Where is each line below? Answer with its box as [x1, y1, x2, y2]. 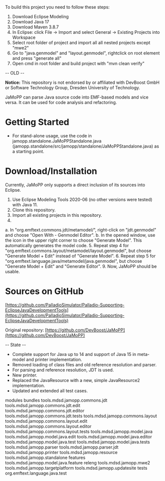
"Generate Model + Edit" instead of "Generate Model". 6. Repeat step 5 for [5, 253, 156, 259]
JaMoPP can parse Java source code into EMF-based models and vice [5, 94, 149, 100]
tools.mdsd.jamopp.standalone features [5, 455, 86, 460]
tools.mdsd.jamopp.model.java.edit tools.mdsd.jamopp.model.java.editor [5, 433, 152, 439]
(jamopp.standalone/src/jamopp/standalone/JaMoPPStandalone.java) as [12, 143, 160, 149]
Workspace [12, 34, 36, 40]
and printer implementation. [26, 356, 82, 362]
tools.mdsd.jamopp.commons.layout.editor [5, 423, 92, 429]
